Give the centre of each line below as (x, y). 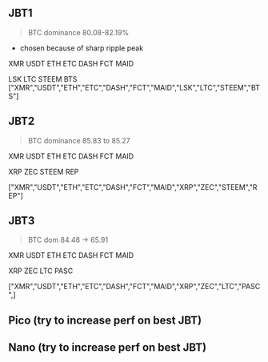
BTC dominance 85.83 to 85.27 (79, 140)
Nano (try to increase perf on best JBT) (107, 348)
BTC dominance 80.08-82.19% (78, 32)
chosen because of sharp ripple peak (82, 48)
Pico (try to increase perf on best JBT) (105, 320)
